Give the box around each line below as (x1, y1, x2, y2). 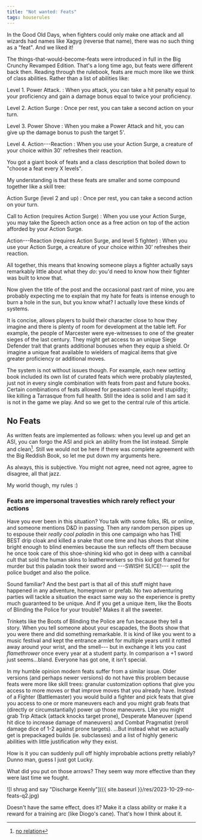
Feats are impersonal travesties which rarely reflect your (7, 497, 176, 505)
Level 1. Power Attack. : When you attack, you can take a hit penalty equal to (7, 86, 195, 93)
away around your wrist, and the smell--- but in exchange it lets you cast (7, 643, 186, 651)
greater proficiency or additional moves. (7, 355, 105, 362)
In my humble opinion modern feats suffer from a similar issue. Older (7, 668, 176, 675)
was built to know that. (7, 274, 63, 281)
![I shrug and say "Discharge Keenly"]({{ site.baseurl (7, 786, 137, 793)
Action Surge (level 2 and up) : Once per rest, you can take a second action (7, 194, 193, 201)
